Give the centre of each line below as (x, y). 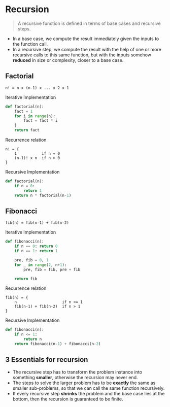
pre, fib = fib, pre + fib (52, 269)
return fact (27, 130)
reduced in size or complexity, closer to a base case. (68, 60)
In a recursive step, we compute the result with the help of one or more (87, 49)
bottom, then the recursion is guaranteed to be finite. (68, 399)
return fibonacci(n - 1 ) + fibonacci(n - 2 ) (58, 344)
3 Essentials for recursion (47, 360)
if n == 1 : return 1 (36, 251)
